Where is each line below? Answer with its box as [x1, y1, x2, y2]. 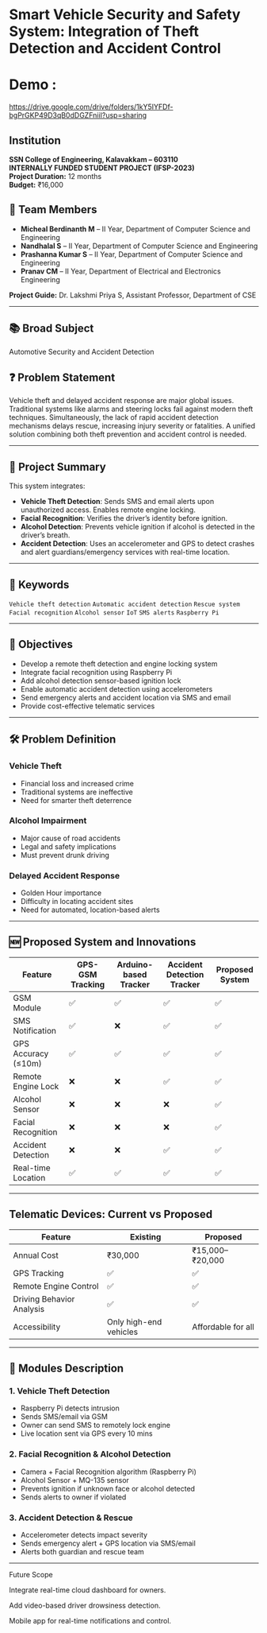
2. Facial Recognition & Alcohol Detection [9, 1449, 171, 1460]
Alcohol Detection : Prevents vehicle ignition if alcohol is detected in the [20, 522, 256, 532]
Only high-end [106, 1316, 162, 1327]
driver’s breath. [20, 530, 71, 540]
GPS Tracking [13, 1267, 64, 1278]
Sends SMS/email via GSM [20, 1412, 108, 1422]
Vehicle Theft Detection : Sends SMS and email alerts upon [20, 497, 215, 506]
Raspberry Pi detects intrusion [20, 1403, 120, 1413]
